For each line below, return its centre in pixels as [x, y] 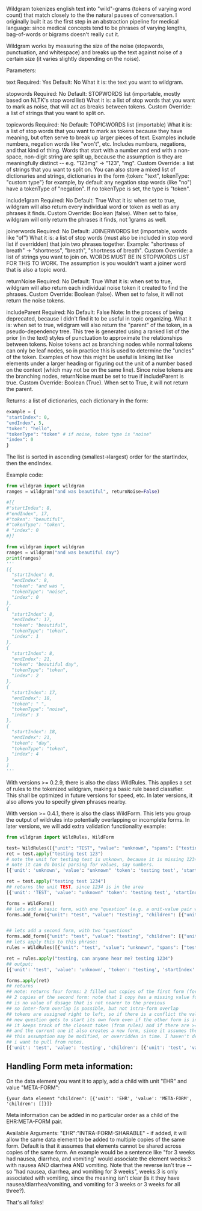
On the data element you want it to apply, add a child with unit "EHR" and [97, 1081]
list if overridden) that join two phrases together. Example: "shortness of [96, 244]
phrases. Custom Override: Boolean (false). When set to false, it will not [95, 294]
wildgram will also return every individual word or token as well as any [93, 207]
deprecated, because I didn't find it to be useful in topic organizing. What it [99, 318]
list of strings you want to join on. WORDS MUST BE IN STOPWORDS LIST [98, 257]
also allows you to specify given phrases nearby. [67, 801]
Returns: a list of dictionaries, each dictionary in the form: [77, 401]
